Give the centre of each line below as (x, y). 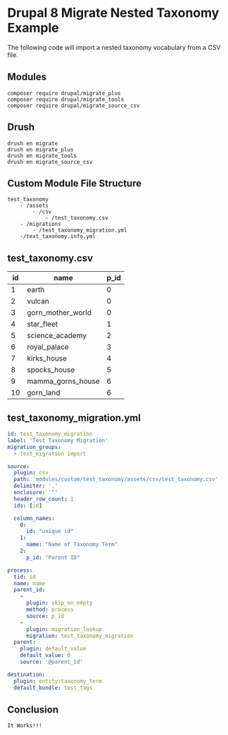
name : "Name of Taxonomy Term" (72, 545)
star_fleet (43, 324)
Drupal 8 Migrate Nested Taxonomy (113, 13)
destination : (26, 674)
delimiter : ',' (36, 486)
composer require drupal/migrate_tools (66, 99)
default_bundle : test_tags (53, 688)
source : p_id (45, 616)
